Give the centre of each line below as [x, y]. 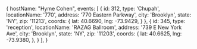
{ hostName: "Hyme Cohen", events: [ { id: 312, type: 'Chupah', [83, 9]
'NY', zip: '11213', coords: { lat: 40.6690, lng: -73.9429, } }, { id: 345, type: [96, 21]
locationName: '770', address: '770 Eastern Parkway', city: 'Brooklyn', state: [99, 15]
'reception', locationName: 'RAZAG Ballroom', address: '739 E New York [94, 27]
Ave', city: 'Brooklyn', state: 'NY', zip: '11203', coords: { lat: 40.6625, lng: [94, 34]
